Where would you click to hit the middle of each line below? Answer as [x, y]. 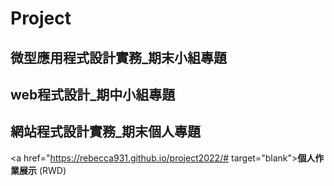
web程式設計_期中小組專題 [93, 94]
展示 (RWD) [42, 170]
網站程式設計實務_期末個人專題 [105, 132]
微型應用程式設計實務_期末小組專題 [118, 57]
